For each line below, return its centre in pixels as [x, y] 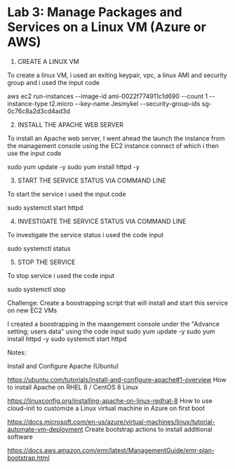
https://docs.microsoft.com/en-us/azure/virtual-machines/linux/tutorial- [111, 421]
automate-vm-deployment [45, 429]
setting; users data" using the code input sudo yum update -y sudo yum [111, 331]
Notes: [17, 352]
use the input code [34, 153]
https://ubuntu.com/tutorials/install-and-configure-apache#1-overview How [117, 379]
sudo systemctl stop [36, 289]
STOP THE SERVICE [46, 262]
